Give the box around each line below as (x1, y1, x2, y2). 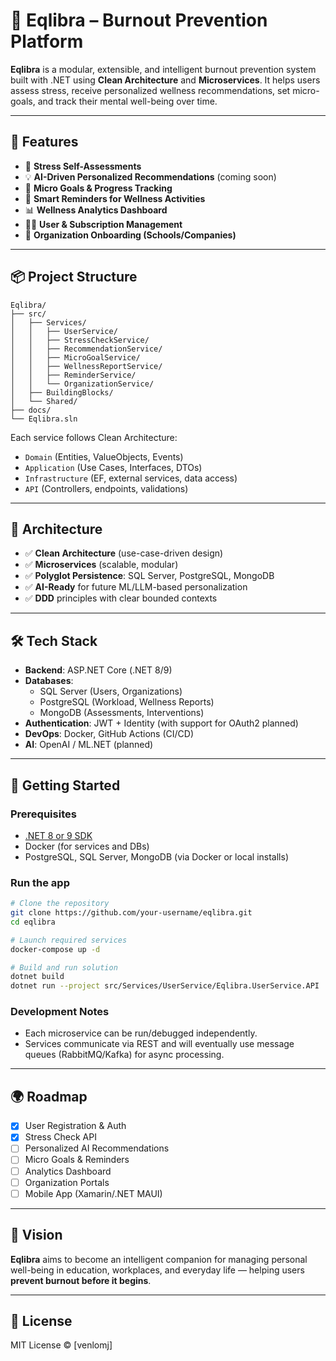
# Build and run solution (10, 962, 118, 973)
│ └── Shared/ (10, 396, 78, 406)
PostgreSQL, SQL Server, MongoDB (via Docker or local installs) (24, 850, 289, 863)
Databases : (24, 675, 74, 687)
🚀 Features (10, 134, 79, 151)
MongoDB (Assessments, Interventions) (39, 707, 205, 719)
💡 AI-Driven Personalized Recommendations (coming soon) (24, 170, 277, 183)
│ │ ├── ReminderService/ (10, 370, 137, 380)
